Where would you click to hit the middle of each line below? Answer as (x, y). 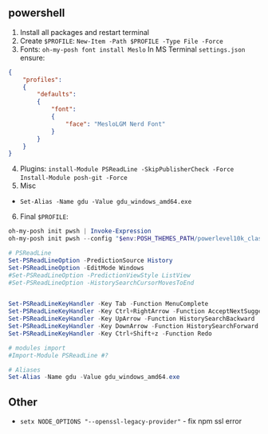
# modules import (37, 348)
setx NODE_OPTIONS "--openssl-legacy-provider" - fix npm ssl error (130, 421)
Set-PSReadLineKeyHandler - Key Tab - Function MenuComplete (108, 304)
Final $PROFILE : (44, 217)
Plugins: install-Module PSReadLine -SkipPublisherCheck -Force (127, 169)
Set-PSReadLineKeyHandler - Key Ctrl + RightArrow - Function (106, 311)
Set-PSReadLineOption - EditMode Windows (77, 268)
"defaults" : (57, 95)
